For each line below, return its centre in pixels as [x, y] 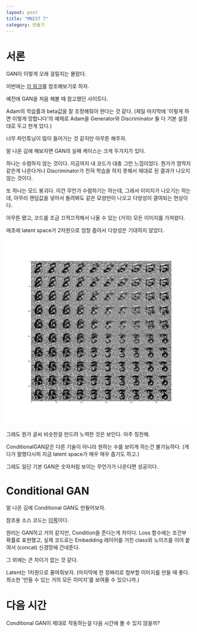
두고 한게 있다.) [34, 126]
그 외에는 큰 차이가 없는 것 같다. [42, 560]
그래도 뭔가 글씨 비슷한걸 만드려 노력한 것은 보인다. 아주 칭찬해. [78, 434]
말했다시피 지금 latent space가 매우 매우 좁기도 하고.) [78, 454]
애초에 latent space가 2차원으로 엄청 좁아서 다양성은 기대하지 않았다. [85, 230]
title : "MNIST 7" [27, 19]
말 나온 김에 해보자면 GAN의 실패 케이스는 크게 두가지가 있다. [76, 151]
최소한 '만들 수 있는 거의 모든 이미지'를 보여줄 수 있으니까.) [73, 580]
